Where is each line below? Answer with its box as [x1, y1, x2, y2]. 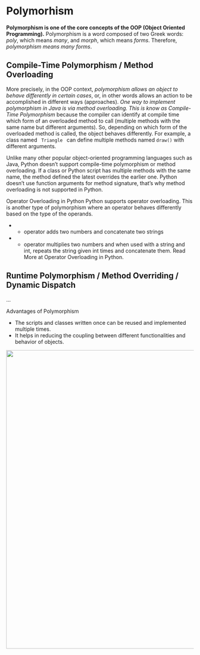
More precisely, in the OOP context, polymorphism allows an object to [6, 85, 179, 93]
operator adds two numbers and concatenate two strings [23, 228, 164, 235]
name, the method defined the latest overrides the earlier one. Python [6, 173, 177, 180]
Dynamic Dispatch [6, 280, 76, 290]
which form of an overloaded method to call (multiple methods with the [6, 117, 180, 124]
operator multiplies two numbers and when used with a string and [23, 241, 186, 248]
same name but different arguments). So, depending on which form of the [6, 124, 187, 131]
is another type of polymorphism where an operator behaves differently [6, 204, 182, 211]
